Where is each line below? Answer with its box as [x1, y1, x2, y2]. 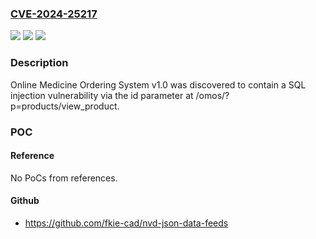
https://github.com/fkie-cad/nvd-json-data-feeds [24, 217, 229, 229]
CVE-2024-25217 [10, 7, 98, 21]
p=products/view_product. [10, 100, 120, 112]
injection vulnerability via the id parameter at [10, 89, 194, 101]
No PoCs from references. [10, 172, 118, 184]
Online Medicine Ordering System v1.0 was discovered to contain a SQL [10, 78, 307, 91]
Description [10, 56, 69, 70]
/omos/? [195, 89, 230, 101]
